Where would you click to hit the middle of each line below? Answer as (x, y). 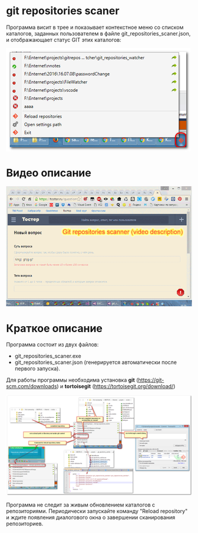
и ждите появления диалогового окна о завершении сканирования (91, 517)
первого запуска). (37, 369)
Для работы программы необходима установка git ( (72, 380)
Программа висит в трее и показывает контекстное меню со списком (95, 27)
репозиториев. (25, 524)
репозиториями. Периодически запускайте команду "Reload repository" (97, 511)
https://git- (151, 380)
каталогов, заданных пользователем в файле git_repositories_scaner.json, (98, 33)
